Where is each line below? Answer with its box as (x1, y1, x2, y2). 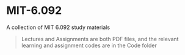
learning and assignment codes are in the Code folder (21, 42, 157, 49)
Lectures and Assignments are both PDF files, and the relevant (21, 35, 179, 42)
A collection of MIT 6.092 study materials (6, 24, 111, 31)
